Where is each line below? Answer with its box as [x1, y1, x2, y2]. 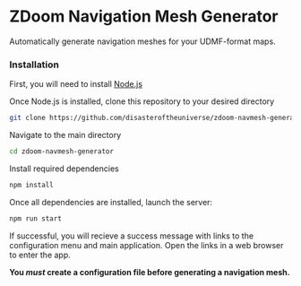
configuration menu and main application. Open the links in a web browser [9, 239, 284, 250]
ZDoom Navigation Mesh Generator [9, 6, 279, 27]
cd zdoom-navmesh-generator [9, 147, 115, 156]
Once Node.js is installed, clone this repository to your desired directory [9, 96, 275, 107]
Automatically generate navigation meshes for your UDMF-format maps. [9, 36, 276, 47]
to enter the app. [9, 249, 72, 260]
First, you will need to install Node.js [9, 79, 143, 90]
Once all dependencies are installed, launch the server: [9, 196, 213, 207]
